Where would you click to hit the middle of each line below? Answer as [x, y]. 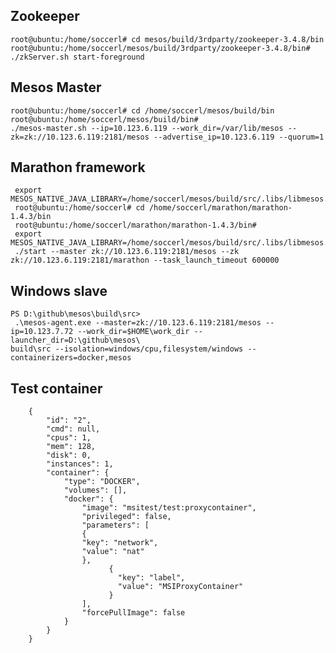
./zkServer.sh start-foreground [77, 57]
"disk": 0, [69, 455]
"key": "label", [151, 578]
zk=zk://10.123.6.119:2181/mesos [80, 137]
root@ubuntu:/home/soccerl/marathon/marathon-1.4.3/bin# [135, 225]
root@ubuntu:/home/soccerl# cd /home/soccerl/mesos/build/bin [142, 110]
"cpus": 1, [69, 438]
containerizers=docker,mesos [71, 358]
